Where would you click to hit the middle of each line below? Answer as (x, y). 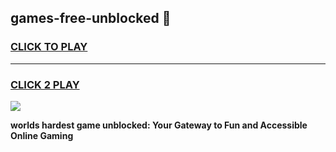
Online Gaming (42, 135)
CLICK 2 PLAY (45, 84)
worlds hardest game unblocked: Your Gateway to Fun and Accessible (159, 125)
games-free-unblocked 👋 (91, 18)
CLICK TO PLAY (49, 47)
